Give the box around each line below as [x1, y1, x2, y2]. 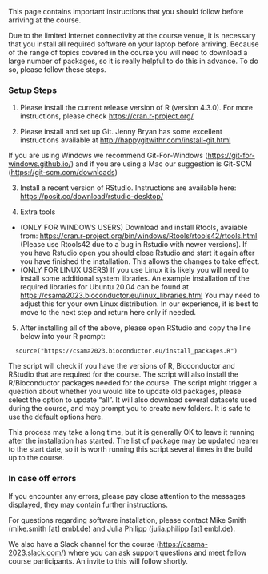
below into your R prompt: [19, 332, 106, 341]
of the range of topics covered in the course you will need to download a [8, 48, 248, 57]
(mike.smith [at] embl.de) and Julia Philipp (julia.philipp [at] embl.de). [8, 524, 236, 533]
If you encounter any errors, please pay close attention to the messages [8, 491, 246, 500]
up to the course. [8, 453, 66, 463]
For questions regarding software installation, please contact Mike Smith [8, 515, 246, 524]
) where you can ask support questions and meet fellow [63, 548, 247, 557]
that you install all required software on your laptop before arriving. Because [8, 39, 259, 49]
